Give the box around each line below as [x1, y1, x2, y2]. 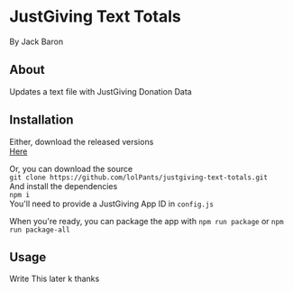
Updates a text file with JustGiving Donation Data [9, 86, 192, 96]
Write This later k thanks [9, 273, 100, 285]
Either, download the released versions [9, 136, 154, 147]
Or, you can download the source [9, 163, 133, 174]
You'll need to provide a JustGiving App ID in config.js [9, 198, 215, 209]
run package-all [9, 225, 70, 234]
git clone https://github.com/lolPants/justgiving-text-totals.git [9, 173, 269, 182]
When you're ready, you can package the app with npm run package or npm [9, 215, 284, 226]
